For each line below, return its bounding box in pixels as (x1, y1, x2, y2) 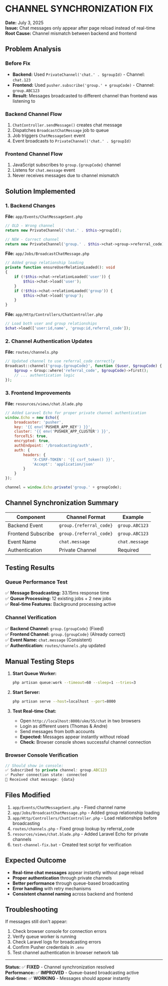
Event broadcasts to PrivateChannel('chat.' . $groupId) (12, 137, 131, 144)
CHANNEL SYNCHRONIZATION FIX (5, 3, 153, 15)
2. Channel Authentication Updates (5, 337, 92, 344)
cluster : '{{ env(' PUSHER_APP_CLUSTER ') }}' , (14, 429, 111, 434)
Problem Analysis (5, 45, 61, 53)
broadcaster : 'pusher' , (14, 419, 64, 425)
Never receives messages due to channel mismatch (12, 173, 119, 179)
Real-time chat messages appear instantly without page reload (12, 869, 144, 876)
